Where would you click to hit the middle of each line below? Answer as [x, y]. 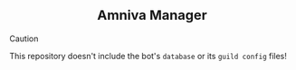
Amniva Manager [152, 15]
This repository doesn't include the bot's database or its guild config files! [148, 56]
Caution [24, 39]
